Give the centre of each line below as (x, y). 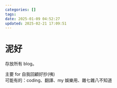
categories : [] (21, 10)
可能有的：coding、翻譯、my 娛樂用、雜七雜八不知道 (59, 80)
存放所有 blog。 (21, 64)
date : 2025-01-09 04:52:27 (33, 19)
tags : (11, 14)
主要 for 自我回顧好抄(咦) (30, 74)
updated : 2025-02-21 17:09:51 (36, 23)
